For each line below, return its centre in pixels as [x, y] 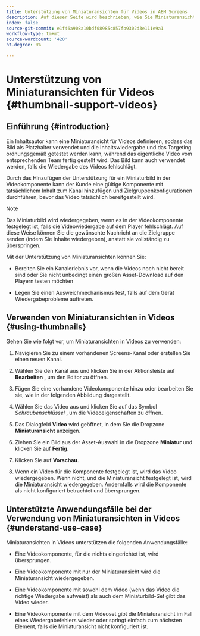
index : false [22, 23]
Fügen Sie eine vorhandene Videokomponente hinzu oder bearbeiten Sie [104, 388]
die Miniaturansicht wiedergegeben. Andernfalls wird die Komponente [101, 484]
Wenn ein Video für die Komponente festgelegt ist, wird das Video [96, 472]
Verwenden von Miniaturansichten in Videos [90, 318]
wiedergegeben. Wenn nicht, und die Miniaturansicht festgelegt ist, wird [103, 478]
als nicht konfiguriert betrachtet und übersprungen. [78, 490]
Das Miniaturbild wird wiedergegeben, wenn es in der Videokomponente [95, 220]
